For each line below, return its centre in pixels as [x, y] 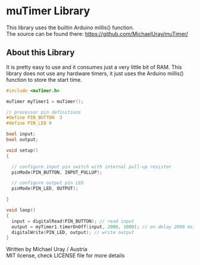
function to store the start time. [44, 79]
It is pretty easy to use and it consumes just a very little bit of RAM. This [94, 67]
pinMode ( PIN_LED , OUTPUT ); [45, 189]
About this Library [40, 53]
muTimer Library [48, 11]
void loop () [21, 210]
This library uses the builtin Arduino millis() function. [70, 27]
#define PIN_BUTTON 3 [34, 118]
